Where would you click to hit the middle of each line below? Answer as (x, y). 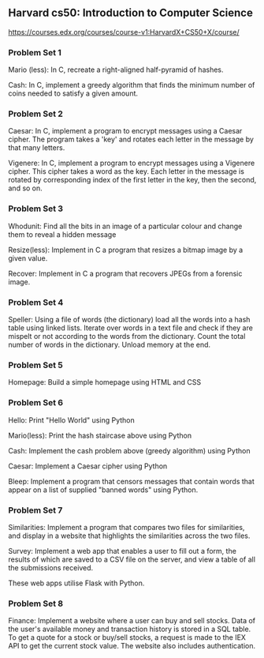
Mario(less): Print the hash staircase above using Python (100, 435)
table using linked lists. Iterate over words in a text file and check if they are (131, 328)
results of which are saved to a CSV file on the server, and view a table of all (132, 559)
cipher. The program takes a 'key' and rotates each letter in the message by (131, 139)
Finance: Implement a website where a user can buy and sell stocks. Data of (132, 621)
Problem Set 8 (36, 603)
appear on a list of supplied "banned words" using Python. (103, 490)
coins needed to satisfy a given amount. (73, 93)
